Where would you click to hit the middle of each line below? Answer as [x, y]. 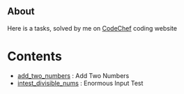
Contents [35, 56]
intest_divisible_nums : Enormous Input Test [80, 83]
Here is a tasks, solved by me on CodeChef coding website [92, 28]
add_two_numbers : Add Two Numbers [73, 75]
